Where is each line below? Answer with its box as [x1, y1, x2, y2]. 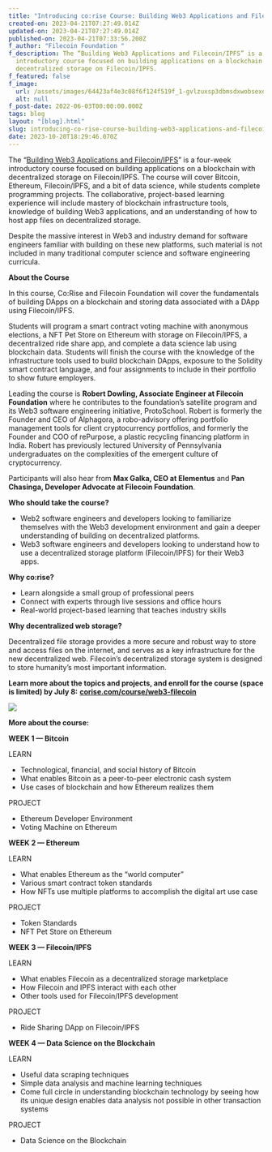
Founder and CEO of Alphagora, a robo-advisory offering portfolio [8, 415, 228, 424]
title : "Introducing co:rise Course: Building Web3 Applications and [8, 11, 249, 20]
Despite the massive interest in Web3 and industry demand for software [8, 230, 249, 240]
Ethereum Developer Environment [19, 813, 134, 823]
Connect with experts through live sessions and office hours [19, 596, 222, 606]
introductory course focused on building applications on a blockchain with [8, 163, 256, 173]
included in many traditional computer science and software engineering [8, 248, 251, 258]
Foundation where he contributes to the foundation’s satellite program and [8, 397, 257, 406]
